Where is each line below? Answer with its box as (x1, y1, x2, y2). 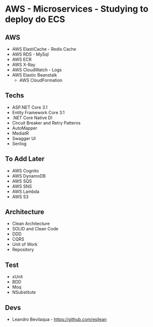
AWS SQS (12, 178, 33, 184)
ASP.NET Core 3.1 (12, 104, 48, 110)
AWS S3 (12, 194, 29, 200)
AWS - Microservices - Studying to (5, 3, 149, 15)
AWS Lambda (12, 188, 40, 194)
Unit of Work (12, 242, 38, 247)
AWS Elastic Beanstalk (12, 72, 57, 78)
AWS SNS (12, 183, 32, 189)
